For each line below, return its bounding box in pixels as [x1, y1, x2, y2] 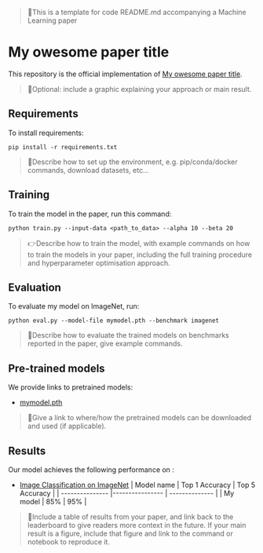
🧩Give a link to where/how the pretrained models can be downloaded [27, 413, 252, 423]
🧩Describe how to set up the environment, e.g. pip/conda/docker [27, 157, 238, 167]
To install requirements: [8, 128, 84, 137]
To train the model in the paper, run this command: [8, 209, 172, 218]
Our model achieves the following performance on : [8, 465, 175, 474]
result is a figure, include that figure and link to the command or [27, 529, 233, 538]
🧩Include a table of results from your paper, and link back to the [27, 512, 234, 522]
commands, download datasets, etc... [27, 165, 149, 174]
